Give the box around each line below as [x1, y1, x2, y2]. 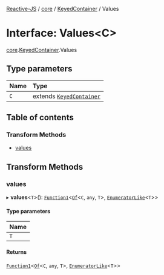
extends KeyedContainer [32, 92, 101, 100]
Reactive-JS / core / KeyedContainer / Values [6, 5, 119, 12]
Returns [6, 248, 27, 256]
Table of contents [6, 112, 74, 123]
